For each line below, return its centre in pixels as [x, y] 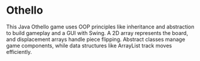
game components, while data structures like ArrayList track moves [89, 46]
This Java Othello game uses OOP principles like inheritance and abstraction [100, 27]
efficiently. [19, 52]
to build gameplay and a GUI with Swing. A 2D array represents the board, [97, 33]
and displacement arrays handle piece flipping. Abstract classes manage [96, 39]
